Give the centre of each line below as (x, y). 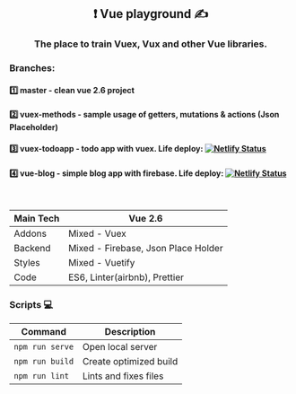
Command (44, 331)
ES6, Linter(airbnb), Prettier (126, 277)
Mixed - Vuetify (102, 263)
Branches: (32, 68)
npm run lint (42, 376)
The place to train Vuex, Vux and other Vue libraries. (151, 44)
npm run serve (44, 346)
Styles (27, 263)
